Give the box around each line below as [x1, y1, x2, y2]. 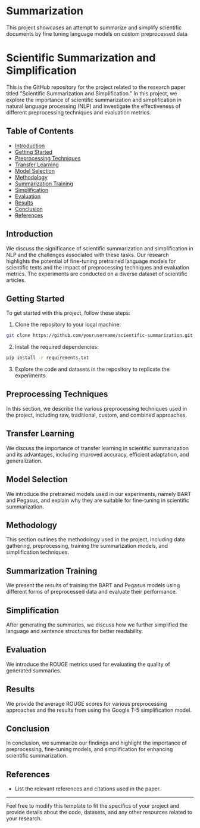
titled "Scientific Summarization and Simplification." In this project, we [6, 89, 177, 97]
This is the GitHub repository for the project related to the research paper [6, 83, 186, 91]
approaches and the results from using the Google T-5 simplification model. [6, 706, 192, 714]
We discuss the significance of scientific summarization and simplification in [6, 244, 193, 252]
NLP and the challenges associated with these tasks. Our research [6, 251, 170, 258]
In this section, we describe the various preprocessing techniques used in [6, 405, 187, 412]
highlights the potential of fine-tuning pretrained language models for [6, 258, 176, 265]
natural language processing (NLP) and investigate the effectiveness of [6, 103, 181, 110]
